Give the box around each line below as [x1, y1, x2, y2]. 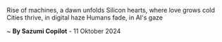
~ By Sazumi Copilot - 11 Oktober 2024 [6, 27, 121, 35]
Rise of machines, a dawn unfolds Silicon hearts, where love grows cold [6, 6, 216, 14]
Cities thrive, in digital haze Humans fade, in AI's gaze [6, 13, 164, 22]
